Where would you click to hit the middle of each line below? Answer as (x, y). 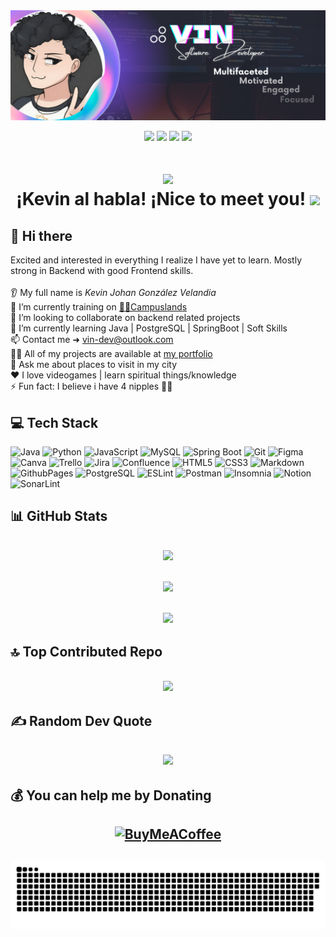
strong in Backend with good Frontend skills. (102, 271)
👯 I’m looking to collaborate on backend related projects (125, 318)
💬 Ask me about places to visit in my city (93, 365)
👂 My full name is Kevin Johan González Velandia (113, 293)
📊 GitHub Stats (59, 516)
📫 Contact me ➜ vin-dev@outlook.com (92, 340)
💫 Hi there (41, 235)
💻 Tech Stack (54, 422)
